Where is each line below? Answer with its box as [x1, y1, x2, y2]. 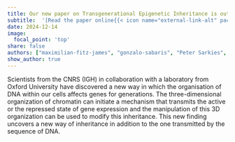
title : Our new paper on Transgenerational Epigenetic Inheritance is [7, 10, 218, 17]
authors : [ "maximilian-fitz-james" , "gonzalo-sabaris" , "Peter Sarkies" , [7, 50, 227, 57]
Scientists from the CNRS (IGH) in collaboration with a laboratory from [7, 75, 209, 83]
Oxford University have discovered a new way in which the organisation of [7, 82, 222, 91]
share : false [7, 43, 45, 50]
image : [7, 29, 27, 37]
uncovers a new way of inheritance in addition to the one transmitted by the [7, 120, 225, 128]
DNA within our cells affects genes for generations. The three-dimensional [7, 90, 222, 98]
